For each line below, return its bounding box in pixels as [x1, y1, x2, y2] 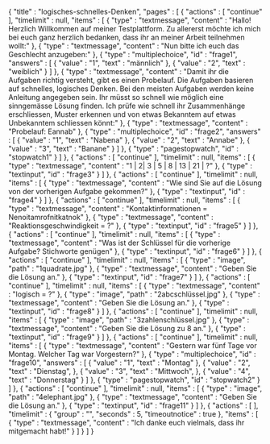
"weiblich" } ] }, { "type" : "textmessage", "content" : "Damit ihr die [8, 67, 230, 76]
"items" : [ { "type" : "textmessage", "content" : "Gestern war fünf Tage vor [8, 341, 257, 350]
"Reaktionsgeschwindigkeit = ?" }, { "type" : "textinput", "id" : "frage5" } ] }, [8, 221, 259, 230]
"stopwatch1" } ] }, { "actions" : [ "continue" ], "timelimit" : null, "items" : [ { [8, 152, 255, 162]
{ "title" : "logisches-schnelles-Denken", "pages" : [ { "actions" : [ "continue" [8, 7, 263, 16]
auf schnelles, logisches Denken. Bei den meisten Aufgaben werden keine [8, 84, 255, 93]
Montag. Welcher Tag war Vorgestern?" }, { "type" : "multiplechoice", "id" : [8, 350, 256, 359]
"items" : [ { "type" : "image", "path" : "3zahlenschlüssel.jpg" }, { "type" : [8, 315, 250, 325]
